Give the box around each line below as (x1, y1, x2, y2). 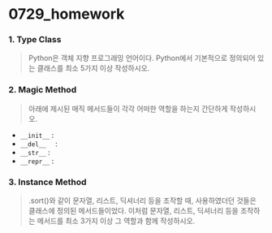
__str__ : (19, 147, 50, 157)
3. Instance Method (8, 176, 87, 188)
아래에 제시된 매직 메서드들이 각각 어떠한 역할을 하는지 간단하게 (28, 103, 228, 114)
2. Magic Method (8, 84, 77, 96)
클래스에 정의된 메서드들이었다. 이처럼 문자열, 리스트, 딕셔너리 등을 (28, 206, 239, 216)
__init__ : (19, 130, 54, 140)
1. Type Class (8, 34, 62, 45)
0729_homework (8, 5, 125, 24)
